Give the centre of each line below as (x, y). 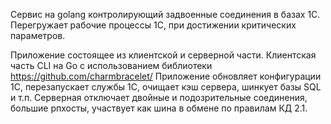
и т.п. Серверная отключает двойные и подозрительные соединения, (159, 97)
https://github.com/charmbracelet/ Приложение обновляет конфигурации (166, 76)
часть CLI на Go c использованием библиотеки (111, 65)
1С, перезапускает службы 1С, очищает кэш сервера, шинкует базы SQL (166, 87)
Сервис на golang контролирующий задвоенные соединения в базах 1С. (165, 14)
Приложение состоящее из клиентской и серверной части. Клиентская (163, 55)
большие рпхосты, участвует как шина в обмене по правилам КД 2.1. (159, 108)
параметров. (38, 35)
